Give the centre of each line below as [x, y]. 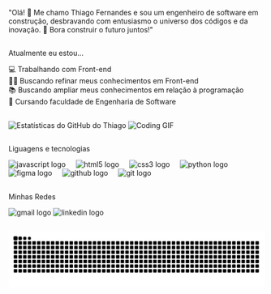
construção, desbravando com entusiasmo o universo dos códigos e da [129, 21]
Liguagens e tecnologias [49, 149]
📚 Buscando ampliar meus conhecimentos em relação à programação [126, 90]
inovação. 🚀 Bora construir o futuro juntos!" [81, 30]
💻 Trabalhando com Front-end [60, 70]
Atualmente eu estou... [46, 53]
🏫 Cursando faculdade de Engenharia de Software [92, 102]
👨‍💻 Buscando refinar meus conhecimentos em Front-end [103, 81]
